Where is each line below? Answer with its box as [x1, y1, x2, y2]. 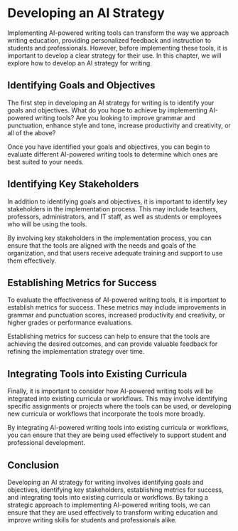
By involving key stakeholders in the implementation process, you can [7, 233, 212, 242]
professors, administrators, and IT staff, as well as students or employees [7, 212, 222, 221]
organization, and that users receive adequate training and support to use [7, 248, 223, 257]
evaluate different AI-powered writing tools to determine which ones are [7, 149, 218, 158]
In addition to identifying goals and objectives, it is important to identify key [7, 197, 227, 206]
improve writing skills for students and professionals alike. [7, 516, 178, 524]
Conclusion [7, 459, 60, 471]
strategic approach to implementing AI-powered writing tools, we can [7, 500, 211, 509]
